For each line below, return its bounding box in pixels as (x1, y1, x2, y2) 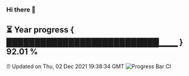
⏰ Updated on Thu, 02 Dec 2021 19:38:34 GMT (6, 63, 125, 70)
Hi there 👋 (6, 5, 36, 14)
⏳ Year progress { (6, 25, 75, 35)
